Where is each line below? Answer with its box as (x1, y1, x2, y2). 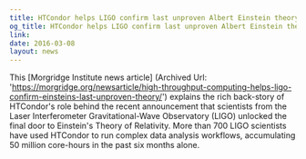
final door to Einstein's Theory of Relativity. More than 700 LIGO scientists (9, 120, 287, 132)
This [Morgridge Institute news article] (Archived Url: (9, 72, 208, 83)
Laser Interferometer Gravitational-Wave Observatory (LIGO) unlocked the (9, 111, 287, 122)
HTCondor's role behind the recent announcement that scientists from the (9, 101, 288, 112)
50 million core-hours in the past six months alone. (9, 140, 200, 151)
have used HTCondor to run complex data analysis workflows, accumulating (9, 130, 296, 141)
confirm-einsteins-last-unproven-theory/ (9, 92, 162, 103)
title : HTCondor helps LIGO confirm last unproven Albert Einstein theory (9, 13, 300, 23)
